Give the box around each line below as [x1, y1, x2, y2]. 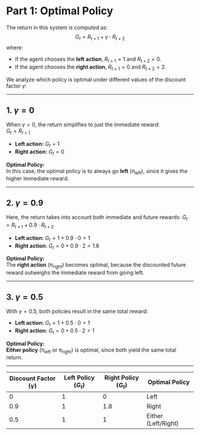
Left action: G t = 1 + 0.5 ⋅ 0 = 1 [14, 319, 90, 328]
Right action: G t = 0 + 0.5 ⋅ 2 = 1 [14, 327, 95, 336]
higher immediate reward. [6, 175, 70, 182]
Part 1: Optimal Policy [6, 4, 114, 18]
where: [6, 43, 24, 51]
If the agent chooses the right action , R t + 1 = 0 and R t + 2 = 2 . [14, 63, 167, 72]
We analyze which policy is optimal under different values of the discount [6, 76, 186, 83]
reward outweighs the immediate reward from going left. [6, 269, 145, 276]
